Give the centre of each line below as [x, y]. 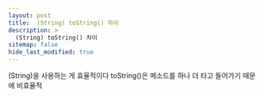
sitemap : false [33, 45]
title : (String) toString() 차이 [63, 23]
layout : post [30, 15]
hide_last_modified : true [51, 52]
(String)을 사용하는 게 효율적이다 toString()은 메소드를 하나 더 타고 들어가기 [125, 75]
